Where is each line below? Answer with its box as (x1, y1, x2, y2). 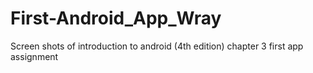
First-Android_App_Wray (10, 7, 222, 30)
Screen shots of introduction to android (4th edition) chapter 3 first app (10, 40, 304, 52)
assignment (10, 50, 59, 62)
